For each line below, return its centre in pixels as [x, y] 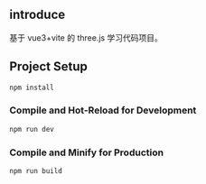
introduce [37, 15]
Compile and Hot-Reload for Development [103, 110]
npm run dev [32, 129]
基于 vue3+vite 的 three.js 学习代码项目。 [86, 37]
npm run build [36, 170]
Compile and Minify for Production [87, 152]
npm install [32, 87]
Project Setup [49, 67]
